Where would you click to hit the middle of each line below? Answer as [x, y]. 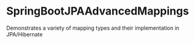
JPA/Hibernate [25, 34]
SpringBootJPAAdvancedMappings [98, 11]
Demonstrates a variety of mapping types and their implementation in [93, 28]
